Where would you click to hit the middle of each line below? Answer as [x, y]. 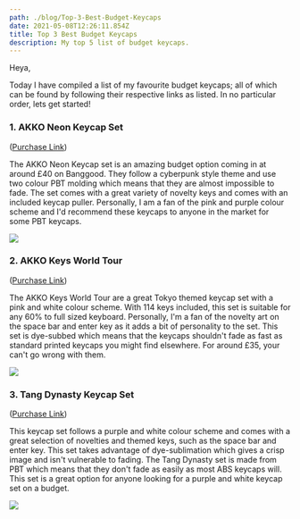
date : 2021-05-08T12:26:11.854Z [69, 26]
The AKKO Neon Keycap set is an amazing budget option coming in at [138, 164]
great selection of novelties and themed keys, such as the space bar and [143, 441]
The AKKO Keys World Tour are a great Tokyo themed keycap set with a [142, 297]
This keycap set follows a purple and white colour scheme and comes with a [150, 431]
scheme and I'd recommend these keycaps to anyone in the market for [139, 212]
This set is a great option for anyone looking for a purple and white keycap [146, 479]
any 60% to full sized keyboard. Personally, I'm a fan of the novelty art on [144, 316]
